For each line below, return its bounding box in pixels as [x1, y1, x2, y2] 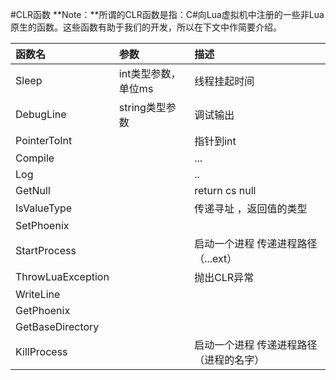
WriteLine [15, 288, 61, 301]
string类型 [118, 101, 167, 114]
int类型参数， [118, 67, 182, 80]
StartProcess [15, 244, 77, 257]
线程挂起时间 [194, 74, 255, 88]
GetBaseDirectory [15, 320, 100, 333]
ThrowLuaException [15, 270, 110, 283]
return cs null [194, 184, 257, 197]
